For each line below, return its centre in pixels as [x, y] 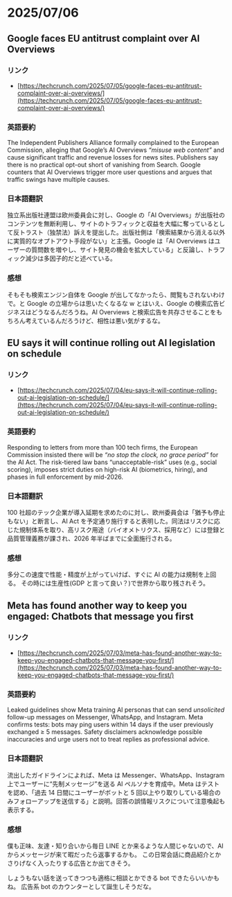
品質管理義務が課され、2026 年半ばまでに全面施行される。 [91, 538]
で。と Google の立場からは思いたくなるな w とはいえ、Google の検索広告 [113, 303]
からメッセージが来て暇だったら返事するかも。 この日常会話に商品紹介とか [114, 854]
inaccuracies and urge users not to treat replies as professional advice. [108, 740]
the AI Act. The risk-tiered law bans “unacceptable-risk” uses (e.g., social [112, 462]
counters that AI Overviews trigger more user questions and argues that [110, 172]
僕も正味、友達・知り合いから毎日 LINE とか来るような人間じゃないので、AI [115, 846]
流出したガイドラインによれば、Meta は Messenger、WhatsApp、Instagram [116, 775]
